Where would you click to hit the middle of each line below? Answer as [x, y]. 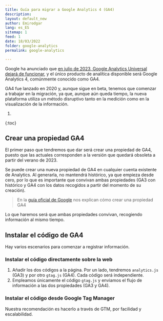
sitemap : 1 [16, 32]
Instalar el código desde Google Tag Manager [60, 298]
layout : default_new [26, 19]
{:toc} [11, 123]
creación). [15, 190]
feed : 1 [13, 37]
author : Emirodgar [24, 23]
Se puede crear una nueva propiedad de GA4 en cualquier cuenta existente [81, 170]
